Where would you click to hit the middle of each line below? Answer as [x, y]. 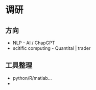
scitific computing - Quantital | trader [52, 48]
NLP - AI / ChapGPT [34, 43]
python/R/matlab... [32, 78]
